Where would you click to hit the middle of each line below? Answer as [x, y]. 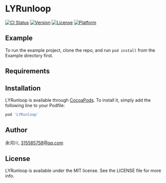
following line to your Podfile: [35, 105]
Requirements [27, 71]
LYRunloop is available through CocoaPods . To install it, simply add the [78, 100]
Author [16, 130]
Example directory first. [29, 55]
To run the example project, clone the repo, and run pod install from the [80, 50]
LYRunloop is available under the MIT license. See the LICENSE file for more [83, 171]
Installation [23, 88]
